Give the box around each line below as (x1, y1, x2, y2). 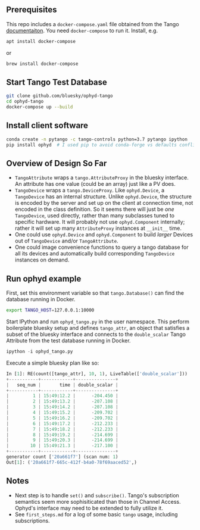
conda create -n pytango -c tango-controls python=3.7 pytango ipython (6, 136, 187, 142)
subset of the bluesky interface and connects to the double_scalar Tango (6, 331, 186, 338)
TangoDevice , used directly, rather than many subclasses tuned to (14, 212, 174, 219)
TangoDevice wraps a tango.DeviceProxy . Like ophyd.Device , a (14, 187, 165, 194)
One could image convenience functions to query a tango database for (14, 244, 189, 251)
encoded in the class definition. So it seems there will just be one (14, 205, 174, 213)
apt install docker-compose (6, 38, 76, 44)
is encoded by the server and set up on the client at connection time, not (14, 199, 193, 207)
